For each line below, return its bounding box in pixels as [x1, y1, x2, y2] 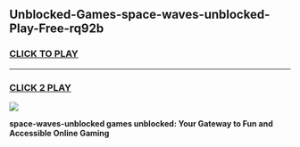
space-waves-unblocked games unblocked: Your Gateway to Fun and [9, 118, 274, 128]
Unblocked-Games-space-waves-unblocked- [9, 7, 271, 22]
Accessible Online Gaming [9, 127, 110, 138]
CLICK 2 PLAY [9, 81, 71, 94]
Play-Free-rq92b [9, 21, 104, 37]
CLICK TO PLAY [9, 48, 79, 61]
